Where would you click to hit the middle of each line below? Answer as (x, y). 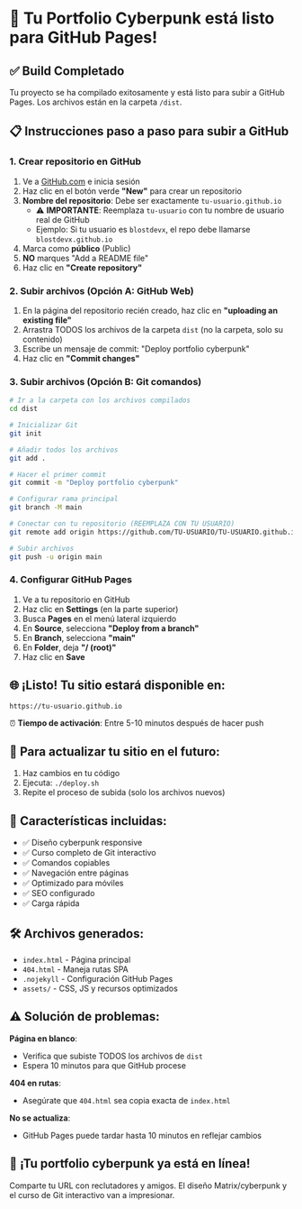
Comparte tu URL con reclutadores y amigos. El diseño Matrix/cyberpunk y (148, 1186)
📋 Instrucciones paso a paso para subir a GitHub (149, 131)
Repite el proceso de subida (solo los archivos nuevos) (124, 792)
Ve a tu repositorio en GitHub (76, 600)
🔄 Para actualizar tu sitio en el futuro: (115, 752)
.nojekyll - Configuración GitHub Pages (98, 979)
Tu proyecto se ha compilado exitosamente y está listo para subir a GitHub (147, 92)
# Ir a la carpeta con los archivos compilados (100, 400)
